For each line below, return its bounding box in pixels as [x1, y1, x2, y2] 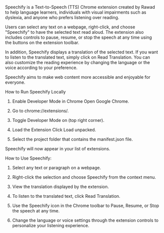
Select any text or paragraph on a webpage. [12, 165, 101, 170]
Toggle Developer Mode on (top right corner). [12, 117, 104, 123]
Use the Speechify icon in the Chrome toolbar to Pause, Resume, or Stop [12, 203, 159, 209]
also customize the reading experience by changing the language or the [5, 60, 150, 65]
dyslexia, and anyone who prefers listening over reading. [5, 15, 119, 20]
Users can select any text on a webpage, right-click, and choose [5, 24, 136, 30]
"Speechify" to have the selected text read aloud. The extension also [5, 29, 144, 35]
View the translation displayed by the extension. [12, 184, 109, 189]
